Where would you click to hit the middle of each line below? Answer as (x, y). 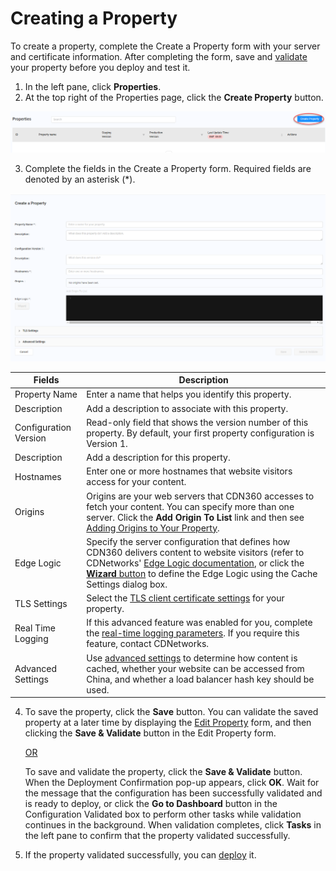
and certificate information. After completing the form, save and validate (159, 56)
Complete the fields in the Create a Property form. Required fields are (168, 169)
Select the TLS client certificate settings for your (185, 598)
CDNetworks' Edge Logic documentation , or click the (195, 563)
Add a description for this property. (158, 458)
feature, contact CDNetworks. (148, 644)
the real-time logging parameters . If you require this (193, 633)
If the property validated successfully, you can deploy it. (140, 855)
